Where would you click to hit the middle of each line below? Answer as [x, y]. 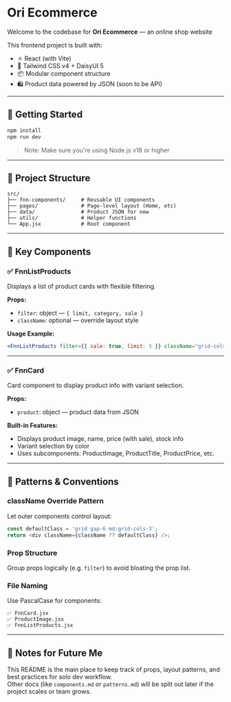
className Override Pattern [56, 501]
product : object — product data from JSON [78, 412]
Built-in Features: [33, 426]
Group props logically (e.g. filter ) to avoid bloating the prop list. [99, 568]
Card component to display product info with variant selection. [96, 385]
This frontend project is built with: [55, 45]
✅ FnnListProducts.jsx [40, 626]
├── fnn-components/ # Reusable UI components [81, 200]
